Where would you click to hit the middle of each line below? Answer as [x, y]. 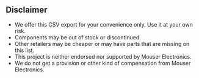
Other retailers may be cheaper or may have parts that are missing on [102, 44]
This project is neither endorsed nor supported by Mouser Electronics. [103, 56]
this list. [24, 50]
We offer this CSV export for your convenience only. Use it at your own [104, 24]
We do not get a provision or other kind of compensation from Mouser [103, 63]
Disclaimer [27, 10]
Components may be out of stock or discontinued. [78, 37]
